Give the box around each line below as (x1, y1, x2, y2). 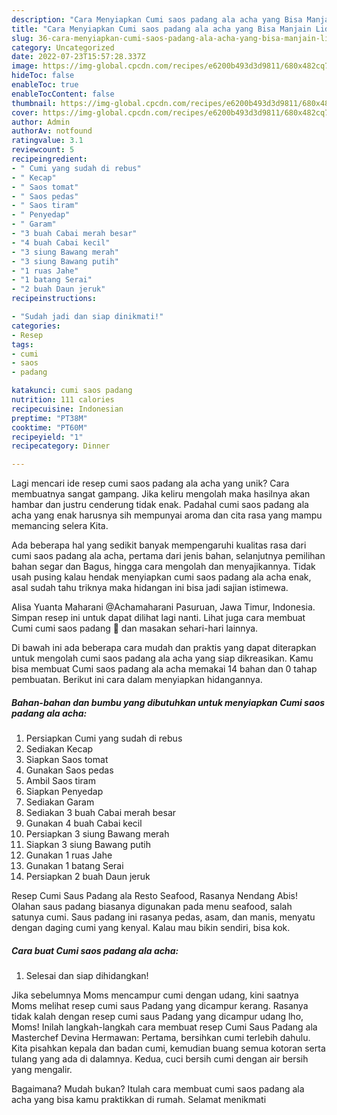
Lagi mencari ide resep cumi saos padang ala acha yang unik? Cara (11, 477, 290, 490)
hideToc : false (11, 71, 75, 81)
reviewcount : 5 (11, 145, 75, 155)
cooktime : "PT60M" (11, 422, 88, 433)
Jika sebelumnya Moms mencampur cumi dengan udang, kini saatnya (11, 989, 299, 1001)
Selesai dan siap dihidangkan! (25, 970, 149, 982)
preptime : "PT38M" (11, 413, 88, 423)
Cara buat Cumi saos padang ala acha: (11, 944, 179, 956)
